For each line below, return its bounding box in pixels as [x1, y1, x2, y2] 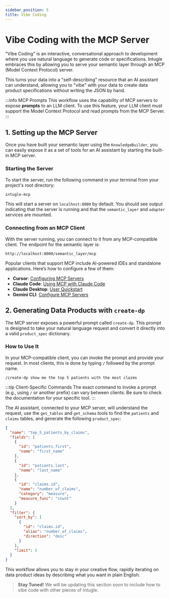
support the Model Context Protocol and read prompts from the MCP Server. [5, 108, 165, 114]
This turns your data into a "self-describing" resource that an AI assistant [5, 77, 158, 83]
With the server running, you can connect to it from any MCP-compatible [5, 236, 158, 242]
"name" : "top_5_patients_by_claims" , [10, 430, 90, 435]
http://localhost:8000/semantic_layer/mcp [5, 251, 96, 256]
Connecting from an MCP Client [5, 224, 85, 231]
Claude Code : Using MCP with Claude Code [12, 280, 106, 287]
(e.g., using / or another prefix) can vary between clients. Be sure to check [5, 389, 162, 396]
